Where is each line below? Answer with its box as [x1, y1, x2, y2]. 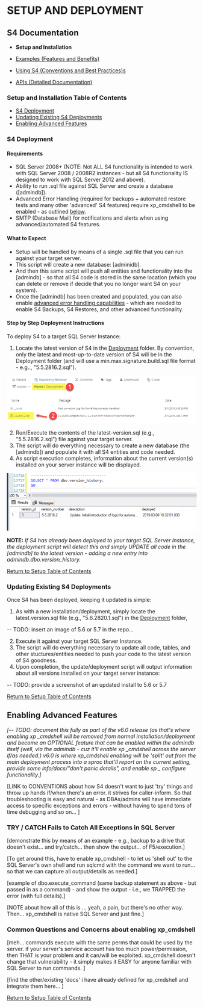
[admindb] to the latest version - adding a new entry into [7, 549, 148, 557]
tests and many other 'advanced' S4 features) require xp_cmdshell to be [15, 202, 195, 209]
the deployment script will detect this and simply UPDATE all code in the [7, 543, 186, 550]
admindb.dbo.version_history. [7, 556, 81, 563]
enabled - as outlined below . [15, 208, 87, 215]
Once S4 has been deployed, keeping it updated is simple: [7, 596, 152, 603]
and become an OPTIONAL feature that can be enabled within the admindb [7, 739, 195, 746]
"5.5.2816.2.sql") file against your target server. [15, 435, 133, 442]
